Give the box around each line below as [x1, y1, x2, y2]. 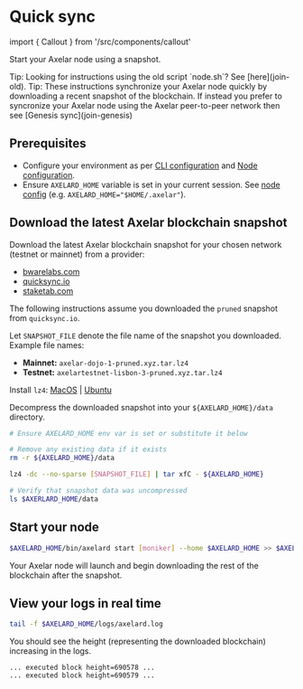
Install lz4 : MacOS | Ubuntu [9, 384, 113, 395]
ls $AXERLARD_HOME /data [9, 495, 99, 504]
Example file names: [9, 339, 85, 350]
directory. [9, 411, 45, 422]
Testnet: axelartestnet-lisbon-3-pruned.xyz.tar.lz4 [22, 366, 223, 377]
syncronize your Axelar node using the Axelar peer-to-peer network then [9, 99, 280, 110]
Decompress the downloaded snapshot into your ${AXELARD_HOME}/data [9, 401, 273, 412]
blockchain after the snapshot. [9, 570, 123, 580]
